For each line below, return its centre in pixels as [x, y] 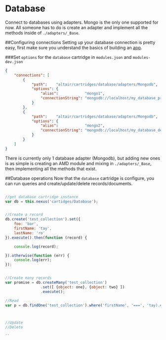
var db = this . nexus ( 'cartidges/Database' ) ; [52, 201]
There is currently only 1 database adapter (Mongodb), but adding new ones [83, 158]
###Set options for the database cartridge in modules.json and [68, 57]
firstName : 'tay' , [33, 229]
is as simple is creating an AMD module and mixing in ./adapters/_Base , [78, 163]
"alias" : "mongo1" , [73, 94]
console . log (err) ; [33, 260]
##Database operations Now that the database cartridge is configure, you [80, 178]
